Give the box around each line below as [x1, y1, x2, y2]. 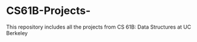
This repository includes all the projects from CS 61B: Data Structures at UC [6, 23, 192, 30]
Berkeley [6, 29, 28, 36]
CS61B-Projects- [6, 4, 91, 17]
